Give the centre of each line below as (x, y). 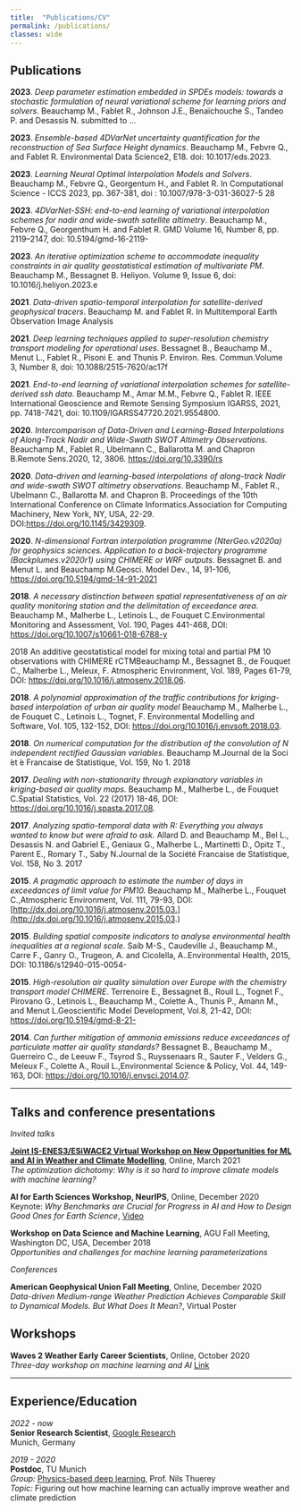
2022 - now (32, 1423)
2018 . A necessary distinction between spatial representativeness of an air (149, 597)
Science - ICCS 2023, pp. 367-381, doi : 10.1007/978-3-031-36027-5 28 (142, 193)
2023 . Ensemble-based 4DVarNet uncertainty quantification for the (135, 138)
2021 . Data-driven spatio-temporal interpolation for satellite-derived (136, 302)
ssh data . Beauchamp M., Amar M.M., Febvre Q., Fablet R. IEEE (155, 394)
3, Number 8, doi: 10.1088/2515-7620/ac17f (89, 367)
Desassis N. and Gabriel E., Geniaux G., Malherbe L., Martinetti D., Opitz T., (148, 845)
